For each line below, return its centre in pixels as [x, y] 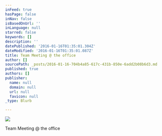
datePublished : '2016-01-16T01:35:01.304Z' [50, 46]
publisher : [16, 78]
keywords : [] [18, 37]
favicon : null [24, 96]
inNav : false [18, 19]
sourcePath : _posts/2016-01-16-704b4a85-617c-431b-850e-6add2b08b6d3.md [81, 64]
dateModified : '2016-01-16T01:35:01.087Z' [49, 51]
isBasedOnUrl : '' [23, 23]
